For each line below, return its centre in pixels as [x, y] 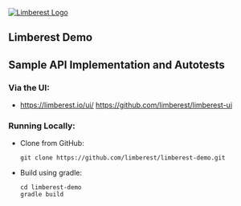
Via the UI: [29, 87]
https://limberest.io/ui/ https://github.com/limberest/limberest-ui [126, 105]
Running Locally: [42, 126]
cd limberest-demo [51, 188]
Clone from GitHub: [52, 143]
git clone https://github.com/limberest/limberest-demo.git [123, 158]
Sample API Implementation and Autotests [116, 65]
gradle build [42, 195]
